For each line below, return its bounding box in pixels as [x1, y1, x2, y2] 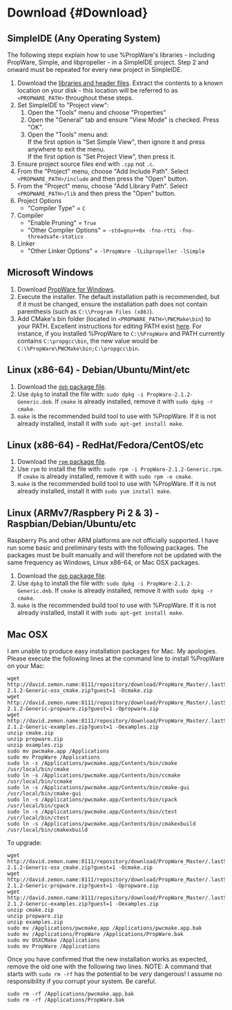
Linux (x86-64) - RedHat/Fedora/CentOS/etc [7, 440, 204, 451]
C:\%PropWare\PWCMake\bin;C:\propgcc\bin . [17, 344, 140, 352]
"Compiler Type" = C [27, 204, 86, 212]
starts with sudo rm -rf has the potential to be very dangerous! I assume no [7, 970, 222, 978]
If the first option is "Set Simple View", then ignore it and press [27, 138, 206, 146]
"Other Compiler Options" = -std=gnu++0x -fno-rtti [27, 226, 177, 234]
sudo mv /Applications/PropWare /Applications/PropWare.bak [7, 931, 184, 938]
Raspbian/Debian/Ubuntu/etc [7, 518, 137, 530]
